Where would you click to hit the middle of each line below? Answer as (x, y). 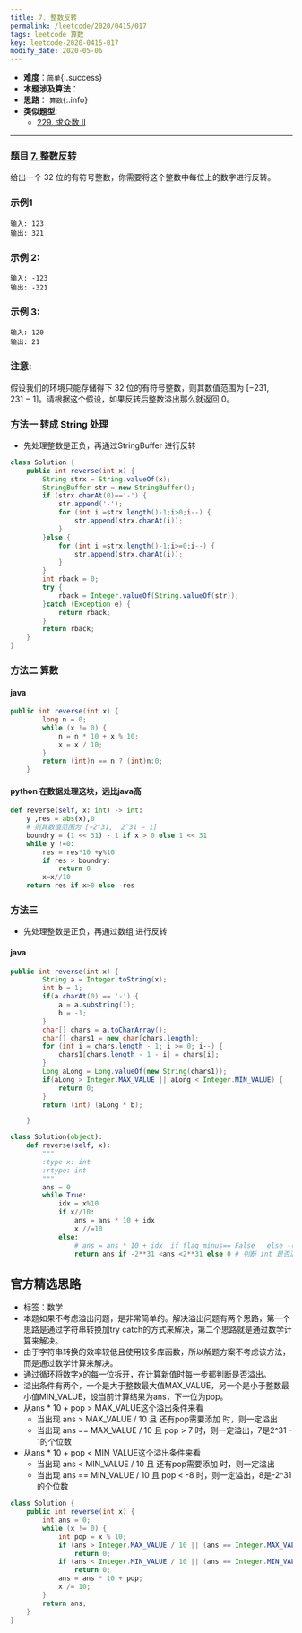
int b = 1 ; (63, 988)
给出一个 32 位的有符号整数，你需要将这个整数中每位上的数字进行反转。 (143, 177)
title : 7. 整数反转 (44, 17)
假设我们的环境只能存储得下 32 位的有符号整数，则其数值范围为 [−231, (140, 387)
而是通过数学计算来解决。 (70, 1363)
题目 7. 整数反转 (43, 156)
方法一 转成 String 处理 (59, 424)
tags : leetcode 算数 (47, 34)
